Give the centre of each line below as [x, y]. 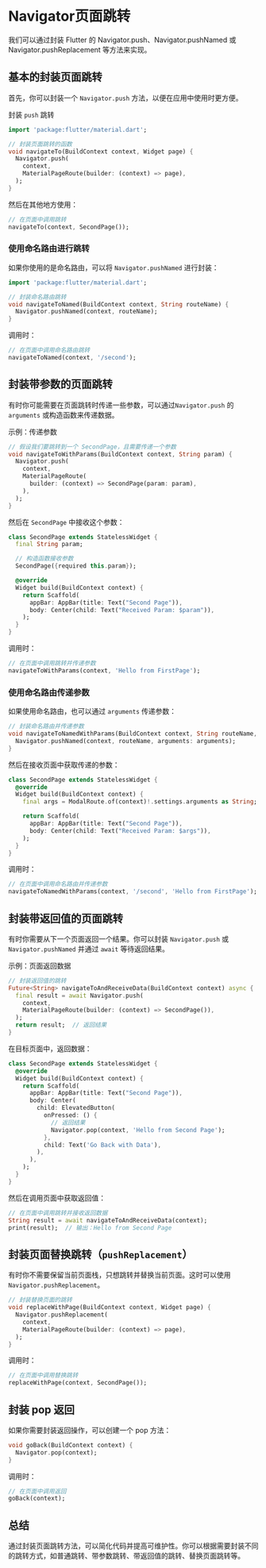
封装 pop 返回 [42, 1410]
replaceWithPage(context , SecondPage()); [78, 1383]
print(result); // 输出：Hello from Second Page [90, 1227]
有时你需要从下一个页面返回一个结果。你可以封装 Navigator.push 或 [119, 938]
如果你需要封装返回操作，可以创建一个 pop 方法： [90, 1430]
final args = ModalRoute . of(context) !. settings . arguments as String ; [140, 802]
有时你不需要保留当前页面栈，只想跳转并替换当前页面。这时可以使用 [120, 1275]
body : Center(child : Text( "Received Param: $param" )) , [122, 610]
